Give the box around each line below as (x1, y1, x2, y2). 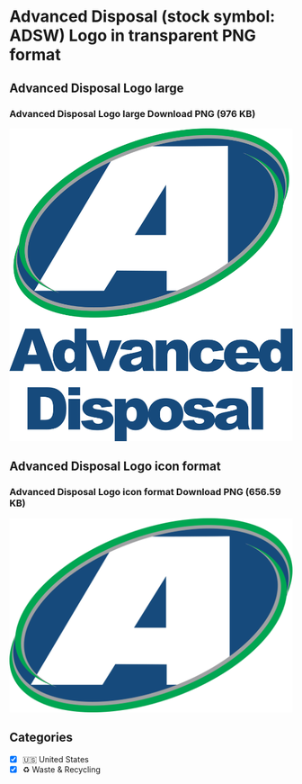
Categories (9, 730, 74, 745)
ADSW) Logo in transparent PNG (9, 25, 256, 46)
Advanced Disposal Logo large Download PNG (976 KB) (9, 107, 256, 120)
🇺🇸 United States (22, 753, 90, 764)
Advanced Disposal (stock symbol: (9, 6, 276, 27)
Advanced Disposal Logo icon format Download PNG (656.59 (9, 486, 281, 499)
